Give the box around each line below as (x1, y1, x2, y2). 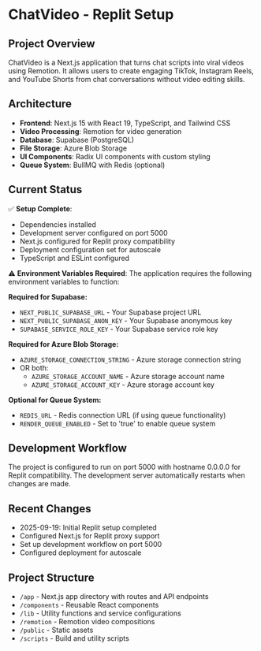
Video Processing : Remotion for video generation (19, 126, 182, 136)
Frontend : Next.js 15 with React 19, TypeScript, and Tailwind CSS (19, 118, 231, 128)
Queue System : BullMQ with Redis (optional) (19, 160, 166, 169)
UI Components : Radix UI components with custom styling (19, 151, 211, 161)
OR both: (19, 363, 49, 372)
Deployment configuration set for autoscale (19, 244, 162, 254)
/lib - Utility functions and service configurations (19, 608, 181, 618)
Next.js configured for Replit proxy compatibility (19, 236, 176, 246)
